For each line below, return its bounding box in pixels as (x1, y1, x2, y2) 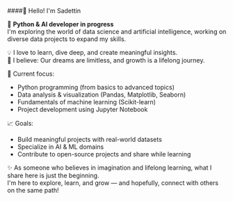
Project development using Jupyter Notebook (17, 105, 148, 113)
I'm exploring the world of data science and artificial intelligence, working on (7, 28, 227, 35)
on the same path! (7, 186, 59, 194)
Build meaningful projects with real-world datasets (17, 136, 162, 143)
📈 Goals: (7, 119, 33, 127)
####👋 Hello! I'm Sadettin (7, 7, 81, 15)
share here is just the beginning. (7, 171, 99, 179)
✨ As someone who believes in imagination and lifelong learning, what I (7, 163, 212, 172)
